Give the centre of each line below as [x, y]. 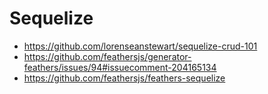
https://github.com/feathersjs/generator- [107, 56]
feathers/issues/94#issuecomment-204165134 [120, 67]
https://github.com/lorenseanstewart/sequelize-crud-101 [140, 46]
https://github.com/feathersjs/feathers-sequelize [124, 78]
